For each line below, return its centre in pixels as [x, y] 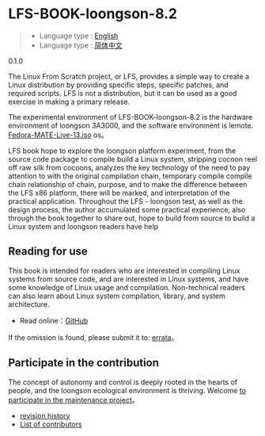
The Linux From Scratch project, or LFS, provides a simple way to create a [129, 76]
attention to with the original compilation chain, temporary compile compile [130, 176]
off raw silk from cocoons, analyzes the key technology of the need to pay [129, 167]
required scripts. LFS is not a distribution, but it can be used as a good [123, 93]
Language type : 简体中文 [81, 45]
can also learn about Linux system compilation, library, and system [117, 296]
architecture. [29, 304]
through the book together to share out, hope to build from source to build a [132, 218]
